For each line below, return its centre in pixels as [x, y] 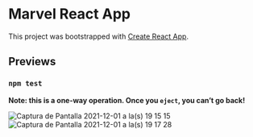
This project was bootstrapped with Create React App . [99, 36]
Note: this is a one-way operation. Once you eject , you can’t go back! [127, 100]
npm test [25, 84]
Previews [32, 62]
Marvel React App [70, 14]
